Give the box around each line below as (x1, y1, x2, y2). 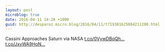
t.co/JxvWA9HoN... (5, 41, 46, 47)
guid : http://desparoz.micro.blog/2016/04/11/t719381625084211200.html (5, 21, 160, 27)
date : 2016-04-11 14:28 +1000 (5, 17, 70, 22)
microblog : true (5, 12, 40, 17)
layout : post (5, 7, 33, 13)
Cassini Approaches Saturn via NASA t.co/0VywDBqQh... (5, 36, 125, 42)
